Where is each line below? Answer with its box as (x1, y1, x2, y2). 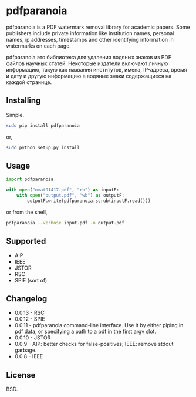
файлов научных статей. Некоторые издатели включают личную (6, 60, 168, 67)
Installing (6, 96, 41, 106)
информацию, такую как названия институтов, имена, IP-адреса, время (6, 66, 187, 73)
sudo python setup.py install (6, 144, 80, 150)
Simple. (6, 111, 25, 118)
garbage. (14, 346, 37, 354)
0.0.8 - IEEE (14, 353, 43, 360)
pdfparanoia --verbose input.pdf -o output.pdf (6, 220, 125, 226)
